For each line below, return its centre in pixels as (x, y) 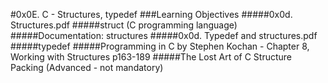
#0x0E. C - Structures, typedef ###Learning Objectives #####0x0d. (151, 14)
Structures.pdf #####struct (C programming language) (124, 25)
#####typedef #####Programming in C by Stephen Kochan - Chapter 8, (160, 46)
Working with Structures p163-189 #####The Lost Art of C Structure (151, 57)
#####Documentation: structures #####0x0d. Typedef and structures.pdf (164, 35)
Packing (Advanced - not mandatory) (87, 67)
